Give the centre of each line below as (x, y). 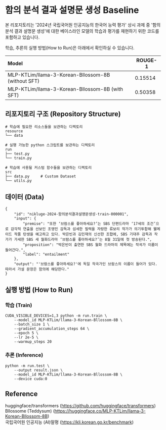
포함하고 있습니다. (22, 37)
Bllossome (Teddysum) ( (30, 411)
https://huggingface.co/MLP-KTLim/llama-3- (100, 411)
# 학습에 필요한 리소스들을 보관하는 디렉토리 (44, 127)
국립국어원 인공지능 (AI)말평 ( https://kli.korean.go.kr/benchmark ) (69, 422)
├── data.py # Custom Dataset (41, 176)
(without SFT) (23, 81)
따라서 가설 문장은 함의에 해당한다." (37, 269)
